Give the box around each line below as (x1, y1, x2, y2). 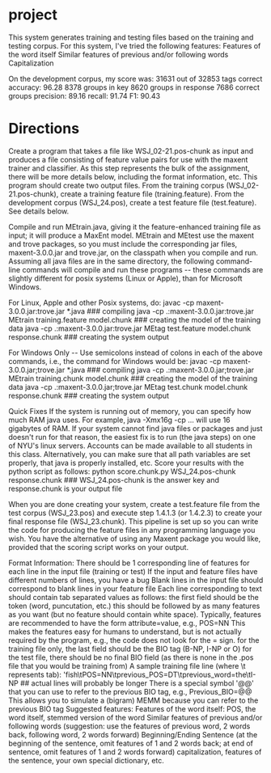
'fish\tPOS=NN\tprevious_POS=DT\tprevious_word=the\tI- (63, 670, 256, 679)
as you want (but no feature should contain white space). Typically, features (8, 609, 261, 619)
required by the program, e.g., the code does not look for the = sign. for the (8, 635, 260, 644)
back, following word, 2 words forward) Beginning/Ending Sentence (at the (8, 729, 258, 739)
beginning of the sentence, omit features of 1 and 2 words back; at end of (8, 738, 253, 748)
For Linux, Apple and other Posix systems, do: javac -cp (8, 298, 195, 307)
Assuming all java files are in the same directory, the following (8, 256, 214, 266)
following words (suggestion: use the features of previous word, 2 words (8, 721, 251, 731)
